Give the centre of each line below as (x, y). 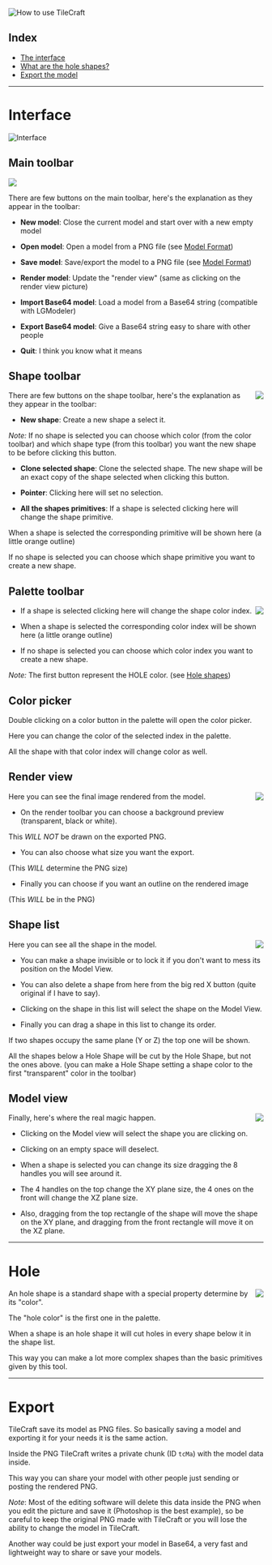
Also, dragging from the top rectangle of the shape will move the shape (139, 1214)
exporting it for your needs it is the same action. (88, 1438)
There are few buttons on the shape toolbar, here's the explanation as (125, 396)
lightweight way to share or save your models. (85, 1553)
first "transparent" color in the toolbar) (72, 1073)
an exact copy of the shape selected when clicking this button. (125, 477)
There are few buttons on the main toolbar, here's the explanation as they (131, 198)
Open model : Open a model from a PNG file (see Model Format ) (127, 246)
